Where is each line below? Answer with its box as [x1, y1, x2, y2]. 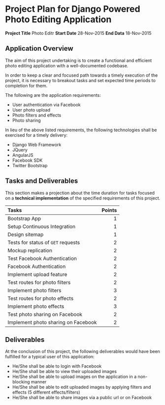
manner [31, 379, 47, 385]
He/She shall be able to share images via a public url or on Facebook [12, 395, 152, 401]
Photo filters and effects [12, 112, 62, 118]
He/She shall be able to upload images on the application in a [12, 374, 137, 379]
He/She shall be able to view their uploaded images [12, 369, 117, 375]
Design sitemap [7, 231, 44, 238]
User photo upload [12, 107, 51, 113]
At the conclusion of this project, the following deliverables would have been [5, 348, 160, 354]
